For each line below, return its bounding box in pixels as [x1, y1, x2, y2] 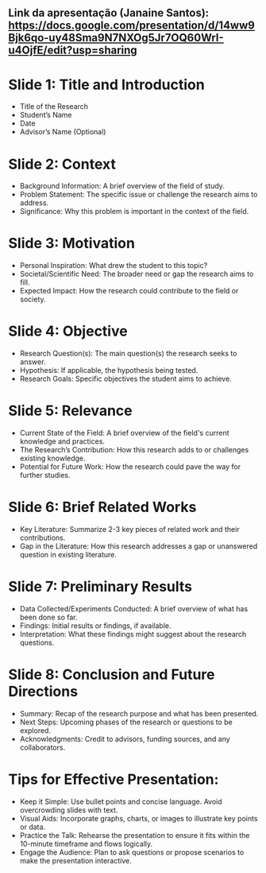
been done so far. [19, 612, 78, 622]
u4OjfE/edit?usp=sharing [8, 44, 137, 57]
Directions [8, 683, 78, 700]
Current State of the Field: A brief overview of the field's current [19, 429, 229, 438]
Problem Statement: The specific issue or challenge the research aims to [19, 190, 258, 200]
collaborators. [19, 743, 66, 752]
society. [19, 294, 46, 305]
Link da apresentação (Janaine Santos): [8, 6, 210, 20]
